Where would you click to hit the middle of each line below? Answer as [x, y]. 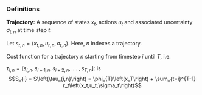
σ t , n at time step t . [29, 31]
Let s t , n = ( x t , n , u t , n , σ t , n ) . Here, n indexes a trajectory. [74, 44]
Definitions [23, 9]
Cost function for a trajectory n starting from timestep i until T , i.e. [89, 56]
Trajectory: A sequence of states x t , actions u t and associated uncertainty [99, 23]
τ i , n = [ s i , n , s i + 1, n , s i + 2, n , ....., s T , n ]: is [54, 69]
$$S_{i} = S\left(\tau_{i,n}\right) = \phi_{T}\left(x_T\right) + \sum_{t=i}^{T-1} [102, 79]
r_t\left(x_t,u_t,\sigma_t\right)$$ [102, 85]
